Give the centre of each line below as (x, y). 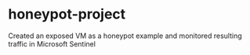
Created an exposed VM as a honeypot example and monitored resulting (125, 36)
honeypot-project (67, 14)
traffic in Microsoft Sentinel (52, 43)
